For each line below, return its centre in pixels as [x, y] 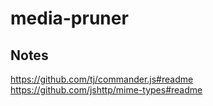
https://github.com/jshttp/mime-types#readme [106, 90]
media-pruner [69, 18]
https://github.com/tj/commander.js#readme [102, 79]
